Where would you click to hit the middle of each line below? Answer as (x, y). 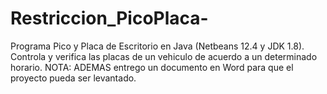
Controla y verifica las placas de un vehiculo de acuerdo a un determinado (164, 56)
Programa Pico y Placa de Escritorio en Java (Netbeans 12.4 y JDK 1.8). (157, 46)
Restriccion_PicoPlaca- (109, 18)
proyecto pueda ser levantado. (73, 78)
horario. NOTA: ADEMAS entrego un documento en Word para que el (152, 67)
